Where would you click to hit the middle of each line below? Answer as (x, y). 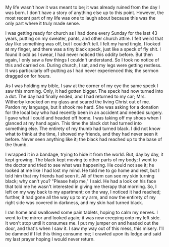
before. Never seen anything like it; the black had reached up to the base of (84, 139)
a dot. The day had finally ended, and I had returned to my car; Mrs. (76, 96)
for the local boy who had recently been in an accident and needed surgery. (84, 112)
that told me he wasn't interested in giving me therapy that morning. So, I (81, 187)
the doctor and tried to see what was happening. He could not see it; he (80, 165)
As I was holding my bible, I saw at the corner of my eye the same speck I (82, 86)
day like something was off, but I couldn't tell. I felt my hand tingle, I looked (83, 44)
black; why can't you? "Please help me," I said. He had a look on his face (81, 181)
